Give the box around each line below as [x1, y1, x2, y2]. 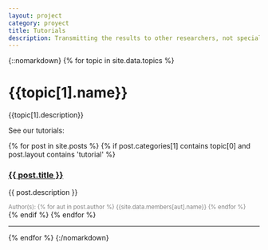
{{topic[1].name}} [8, 84, 128, 102]
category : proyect [8, 19, 69, 27]
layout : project [8, 11, 62, 20]
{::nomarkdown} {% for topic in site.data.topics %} [8, 56, 175, 65]
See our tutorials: [8, 125, 65, 136]
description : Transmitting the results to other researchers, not [8, 34, 234, 42]
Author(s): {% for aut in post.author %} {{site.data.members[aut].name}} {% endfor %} [8, 203, 246, 212]
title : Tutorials [8, 26, 66, 34]
